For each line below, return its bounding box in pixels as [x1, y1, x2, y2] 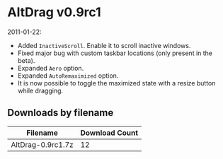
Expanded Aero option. [17, 64, 84, 72]
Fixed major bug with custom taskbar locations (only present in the [17, 49, 213, 57]
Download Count [80, 128, 139, 138]
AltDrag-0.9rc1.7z [11, 139, 74, 149]
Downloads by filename [7, 107, 114, 119]
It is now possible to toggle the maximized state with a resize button [17, 78, 216, 87]
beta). [17, 56, 35, 64]
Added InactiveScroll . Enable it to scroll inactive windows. [17, 41, 191, 49]
